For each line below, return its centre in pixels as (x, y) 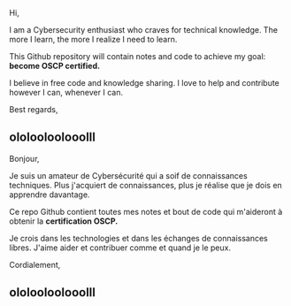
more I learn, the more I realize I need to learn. (93, 39)
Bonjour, (24, 158)
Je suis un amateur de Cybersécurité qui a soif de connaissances (128, 175)
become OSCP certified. (54, 66)
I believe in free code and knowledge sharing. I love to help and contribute (145, 83)
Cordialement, (35, 264)
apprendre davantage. (50, 195)
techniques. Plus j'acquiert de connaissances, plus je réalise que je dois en (146, 185)
